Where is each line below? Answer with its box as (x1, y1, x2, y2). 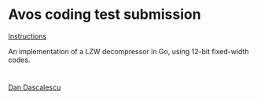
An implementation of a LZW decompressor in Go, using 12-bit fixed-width (8, 46, 249, 56)
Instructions (8, 31, 47, 41)
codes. (8, 55, 31, 64)
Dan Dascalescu (8, 82, 61, 92)
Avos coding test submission (8, 5, 202, 24)
